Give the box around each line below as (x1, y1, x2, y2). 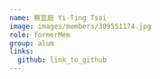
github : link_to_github (17, 55, 107, 64)
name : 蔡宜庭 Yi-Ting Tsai (9, 13, 107, 23)
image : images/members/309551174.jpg (9, 22, 152, 31)
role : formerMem (9, 30, 71, 39)
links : (9, 47, 34, 56)
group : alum (9, 38, 54, 48)
